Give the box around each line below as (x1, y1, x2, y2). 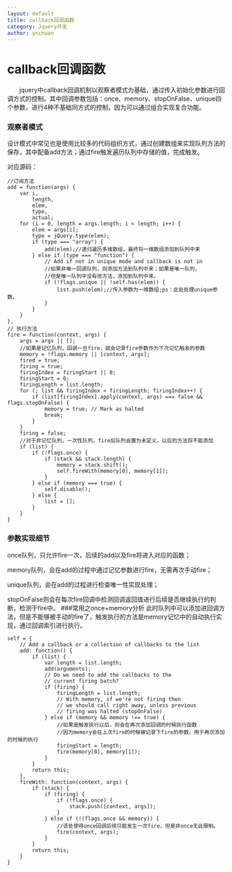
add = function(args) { (7, 184, 76, 191)
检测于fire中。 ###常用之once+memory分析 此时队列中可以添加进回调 (19, 603, 220, 612)
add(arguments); (44, 665, 91, 672)
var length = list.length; (44, 659, 123, 666)
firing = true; (19, 363, 64, 370)
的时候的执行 (7, 736, 39, 743)
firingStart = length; (56, 742, 123, 749)
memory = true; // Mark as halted (44, 405, 144, 413)
